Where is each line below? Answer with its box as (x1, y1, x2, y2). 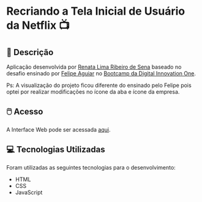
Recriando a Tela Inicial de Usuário (6, 4, 185, 18)
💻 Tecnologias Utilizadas (6, 144, 105, 155)
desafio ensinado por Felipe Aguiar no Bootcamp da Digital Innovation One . (6, 70, 196, 77)
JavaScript (15, 189, 43, 196)
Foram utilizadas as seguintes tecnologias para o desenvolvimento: (6, 163, 176, 171)
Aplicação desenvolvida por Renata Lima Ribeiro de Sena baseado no (6, 63, 182, 70)
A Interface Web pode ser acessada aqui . (6, 125, 111, 133)
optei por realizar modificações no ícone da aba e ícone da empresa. (6, 88, 180, 95)
